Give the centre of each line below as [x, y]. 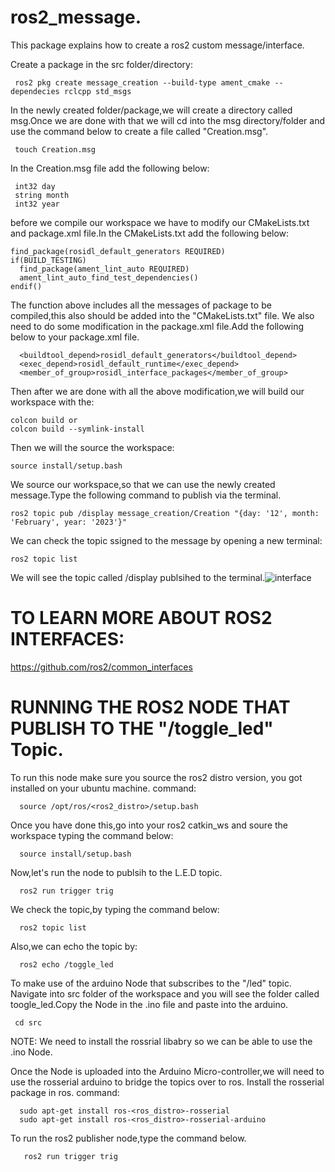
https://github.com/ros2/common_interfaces [101, 667]
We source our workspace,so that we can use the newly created [143, 484]
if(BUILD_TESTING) [48, 260]
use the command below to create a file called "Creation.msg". [139, 131]
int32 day [35, 186]
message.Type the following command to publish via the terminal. [146, 495]
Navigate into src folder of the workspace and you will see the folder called [165, 993]
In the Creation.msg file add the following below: [110, 168]
